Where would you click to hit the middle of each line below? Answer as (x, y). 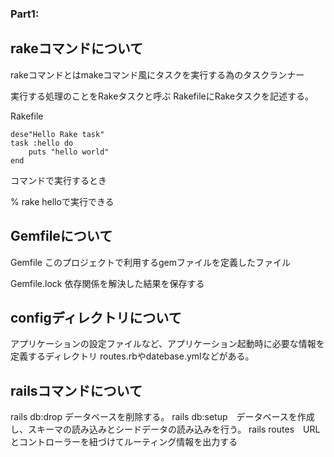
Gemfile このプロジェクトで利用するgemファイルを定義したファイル (150, 262)
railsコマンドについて (76, 390)
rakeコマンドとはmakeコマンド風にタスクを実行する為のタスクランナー (157, 74)
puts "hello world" (69, 152)
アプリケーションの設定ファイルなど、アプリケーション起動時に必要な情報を (167, 344)
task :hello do (42, 143)
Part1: (25, 14)
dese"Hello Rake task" (57, 134)
